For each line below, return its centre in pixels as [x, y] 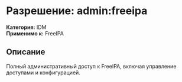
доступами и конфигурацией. [43, 73]
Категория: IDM [26, 27]
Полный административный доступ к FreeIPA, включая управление [91, 66]
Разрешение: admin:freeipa [77, 11]
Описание [26, 52]
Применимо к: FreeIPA [35, 33]
